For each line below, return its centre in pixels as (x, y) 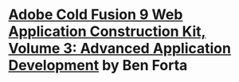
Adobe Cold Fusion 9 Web (96, 15)
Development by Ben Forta (98, 66)
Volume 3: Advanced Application (119, 49)
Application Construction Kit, (107, 31)
